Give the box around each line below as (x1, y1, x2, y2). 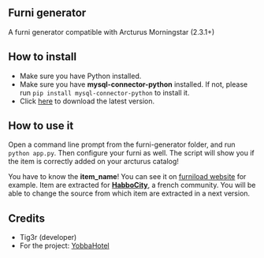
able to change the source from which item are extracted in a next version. (8, 189, 251, 198)
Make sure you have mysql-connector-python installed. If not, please (19, 79, 248, 89)
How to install (8, 50, 77, 64)
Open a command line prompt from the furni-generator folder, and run (8, 140, 236, 149)
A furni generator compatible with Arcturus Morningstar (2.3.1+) (8, 27, 215, 36)
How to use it (8, 119, 74, 133)
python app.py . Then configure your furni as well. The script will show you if (8, 148, 255, 158)
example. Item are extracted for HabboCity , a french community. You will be (8, 181, 256, 190)
